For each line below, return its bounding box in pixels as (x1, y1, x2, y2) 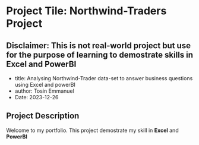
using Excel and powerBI (14, 81, 76, 88)
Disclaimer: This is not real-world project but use (6, 40, 191, 51)
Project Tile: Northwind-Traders (6, 4, 167, 18)
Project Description (6, 111, 80, 121)
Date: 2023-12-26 (14, 94, 59, 100)
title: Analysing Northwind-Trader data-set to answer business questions (14, 75, 193, 81)
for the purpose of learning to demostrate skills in (6, 49, 194, 60)
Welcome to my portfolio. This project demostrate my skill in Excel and (6, 127, 179, 134)
